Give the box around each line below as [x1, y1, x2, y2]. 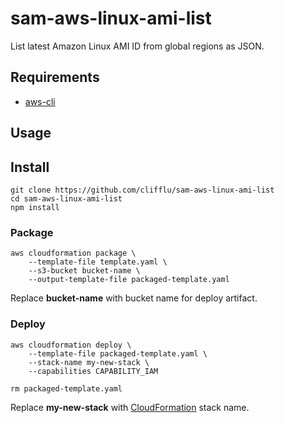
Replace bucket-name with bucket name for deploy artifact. [10, 292, 258, 304]
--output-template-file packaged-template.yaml [28, 275, 230, 285]
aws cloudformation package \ [10, 248, 137, 259]
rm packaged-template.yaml [10, 383, 123, 394]
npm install [10, 202, 60, 212]
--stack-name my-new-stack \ [28, 357, 150, 367]
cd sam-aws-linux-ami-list [10, 193, 123, 204]
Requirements [10, 69, 100, 86]
